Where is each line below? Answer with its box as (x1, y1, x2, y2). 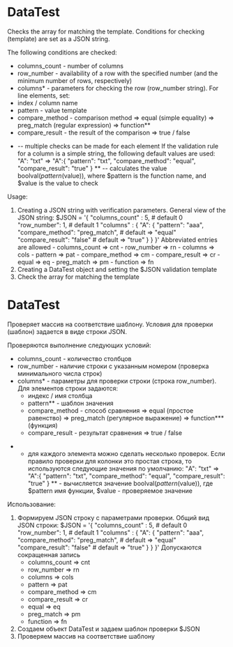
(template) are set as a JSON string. (7, 34, 110, 43)
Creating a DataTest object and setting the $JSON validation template (17, 265, 218, 273)
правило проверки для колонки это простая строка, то (27, 457, 192, 465)
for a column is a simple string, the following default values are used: (17, 149, 216, 158)
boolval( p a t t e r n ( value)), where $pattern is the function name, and (17, 172, 207, 180)
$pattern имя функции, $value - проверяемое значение (27, 486, 193, 495)
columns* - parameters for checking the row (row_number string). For (17, 84, 219, 92)
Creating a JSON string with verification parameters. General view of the (17, 206, 226, 214)
